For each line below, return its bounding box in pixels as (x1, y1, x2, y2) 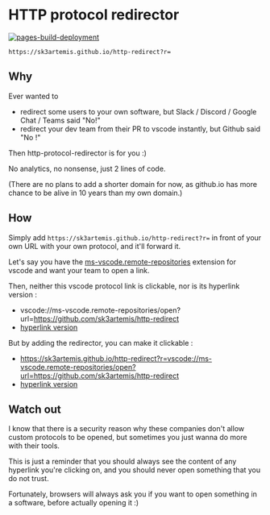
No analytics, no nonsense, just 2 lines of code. (8, 164, 166, 173)
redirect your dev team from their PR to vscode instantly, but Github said (19, 123, 260, 134)
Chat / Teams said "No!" (19, 115, 101, 125)
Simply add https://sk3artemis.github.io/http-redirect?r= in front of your (8, 232, 262, 243)
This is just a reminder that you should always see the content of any (8, 457, 237, 467)
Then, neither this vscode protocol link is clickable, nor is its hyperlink (8, 280, 240, 291)
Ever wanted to (8, 91, 59, 101)
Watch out (8, 402, 62, 416)
